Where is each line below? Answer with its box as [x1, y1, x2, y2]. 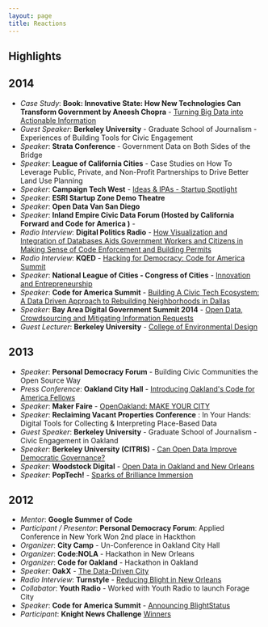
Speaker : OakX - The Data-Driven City [19, 566, 149, 576]
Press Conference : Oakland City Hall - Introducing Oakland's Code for [19, 383, 256, 393]
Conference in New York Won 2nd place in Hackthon [19, 532, 196, 542]
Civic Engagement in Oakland [19, 435, 119, 445]
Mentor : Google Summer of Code [19, 515, 133, 524]
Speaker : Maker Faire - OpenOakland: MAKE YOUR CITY [19, 401, 210, 411]
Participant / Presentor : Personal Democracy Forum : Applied [19, 523, 224, 533]
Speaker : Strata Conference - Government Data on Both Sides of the [19, 141, 251, 150]
